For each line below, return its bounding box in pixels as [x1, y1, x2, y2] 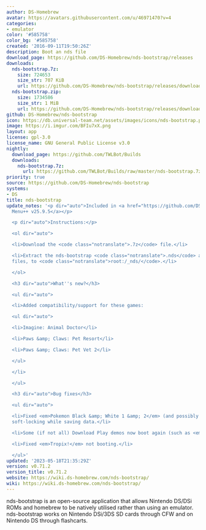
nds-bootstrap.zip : [12, 89, 62, 95]
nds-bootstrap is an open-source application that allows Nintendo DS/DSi [6, 497, 192, 504]
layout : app [6, 129, 37, 135]
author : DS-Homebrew [6, 9, 59, 15]
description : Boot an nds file [6, 49, 86, 55]
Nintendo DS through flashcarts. [6, 517, 88, 524]
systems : [6, 186, 29, 192]
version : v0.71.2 [6, 463, 51, 469]
